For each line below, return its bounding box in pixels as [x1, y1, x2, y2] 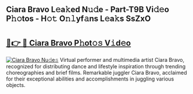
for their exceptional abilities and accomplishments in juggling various [6, 75, 174, 82]
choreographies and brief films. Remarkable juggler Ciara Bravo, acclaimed [6, 69, 187, 76]
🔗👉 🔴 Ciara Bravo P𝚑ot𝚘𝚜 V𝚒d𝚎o [6, 38, 132, 48]
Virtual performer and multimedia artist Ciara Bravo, [60, 57, 185, 63]
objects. [6, 82, 26, 88]
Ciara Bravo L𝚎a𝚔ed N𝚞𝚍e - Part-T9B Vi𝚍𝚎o [6, 5, 170, 15]
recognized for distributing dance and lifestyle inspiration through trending [6, 63, 186, 69]
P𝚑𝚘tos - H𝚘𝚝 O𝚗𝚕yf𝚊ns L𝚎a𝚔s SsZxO [6, 14, 151, 24]
